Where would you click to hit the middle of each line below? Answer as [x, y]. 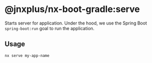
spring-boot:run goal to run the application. [50, 28]
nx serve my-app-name [27, 55]
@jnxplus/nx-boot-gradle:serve [72, 9]
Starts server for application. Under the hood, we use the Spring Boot [76, 23]
